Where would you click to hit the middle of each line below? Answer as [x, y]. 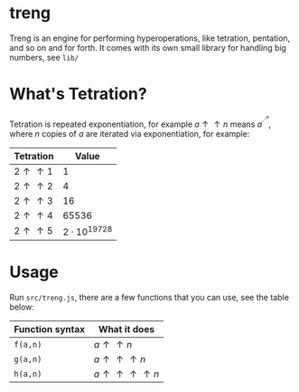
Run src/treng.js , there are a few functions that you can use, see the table [149, 297]
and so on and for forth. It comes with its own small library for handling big [148, 47]
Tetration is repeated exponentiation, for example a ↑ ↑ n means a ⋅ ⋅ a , [140, 121]
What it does [126, 329]
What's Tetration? [78, 94]
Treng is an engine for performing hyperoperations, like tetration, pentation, [150, 38]
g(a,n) [28, 359]
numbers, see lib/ [44, 57]
